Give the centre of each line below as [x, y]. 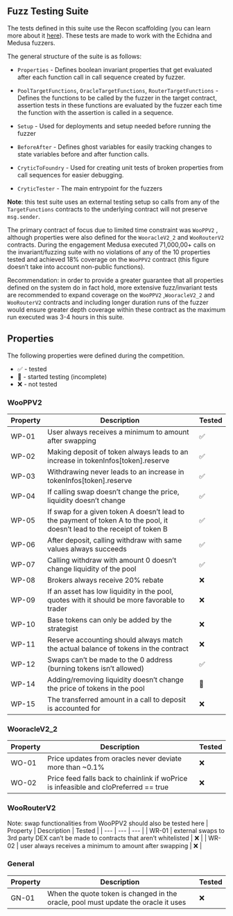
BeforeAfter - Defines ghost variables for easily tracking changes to [114, 147]
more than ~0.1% [76, 767]
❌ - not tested [37, 384]
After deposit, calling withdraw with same [115, 540]
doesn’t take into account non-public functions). [76, 267]
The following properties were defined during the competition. [96, 355]
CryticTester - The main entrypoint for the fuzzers [90, 188]
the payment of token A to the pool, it [108, 520]
